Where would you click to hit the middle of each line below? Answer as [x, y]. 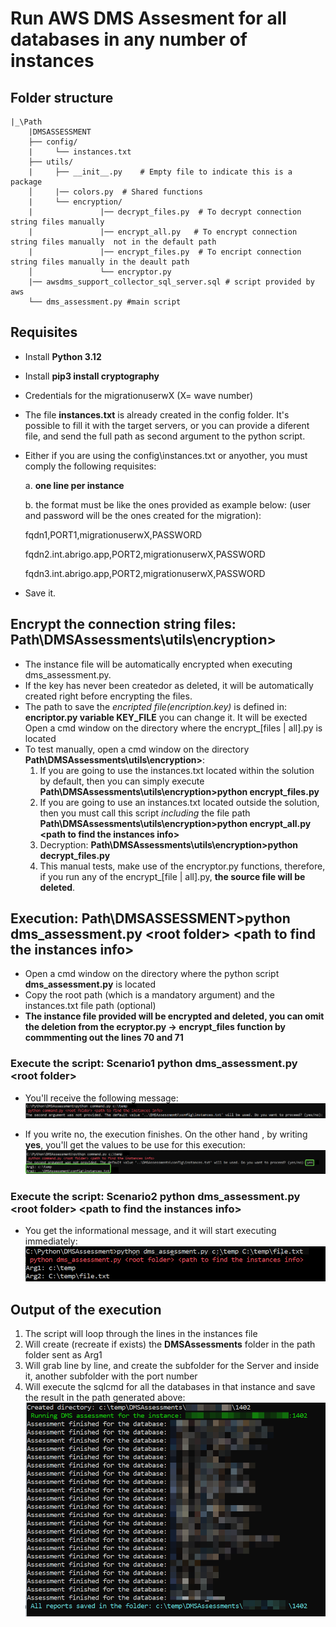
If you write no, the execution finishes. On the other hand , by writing [166, 1134]
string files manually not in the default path [113, 242]
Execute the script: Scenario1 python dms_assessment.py [154, 1064]
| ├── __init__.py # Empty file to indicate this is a [160, 172]
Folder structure [62, 97]
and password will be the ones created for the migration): [143, 515]
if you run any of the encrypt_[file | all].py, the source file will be [172, 876]
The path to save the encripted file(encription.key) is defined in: [156, 706]
